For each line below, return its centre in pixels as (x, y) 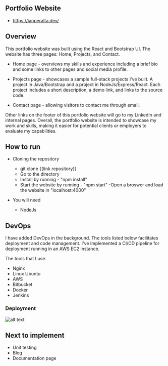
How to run (23, 147)
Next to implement (35, 335)
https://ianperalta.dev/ (36, 20)
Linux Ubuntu (26, 274)
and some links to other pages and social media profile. (70, 69)
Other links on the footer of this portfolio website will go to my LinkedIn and (83, 115)
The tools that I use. (26, 259)
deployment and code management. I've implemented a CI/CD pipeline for (82, 243)
